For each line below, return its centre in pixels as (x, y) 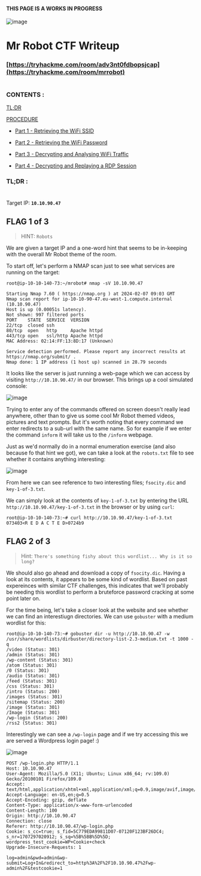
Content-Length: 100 (32, 811)
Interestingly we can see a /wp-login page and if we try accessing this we (97, 734)
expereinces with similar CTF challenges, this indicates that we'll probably (97, 585)
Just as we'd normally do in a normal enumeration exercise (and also (91, 446)
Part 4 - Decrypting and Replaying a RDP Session (75, 166)
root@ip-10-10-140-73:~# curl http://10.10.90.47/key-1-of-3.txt (89, 518)
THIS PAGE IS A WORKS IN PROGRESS (54, 8)
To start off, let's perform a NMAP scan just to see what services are (91, 266)
